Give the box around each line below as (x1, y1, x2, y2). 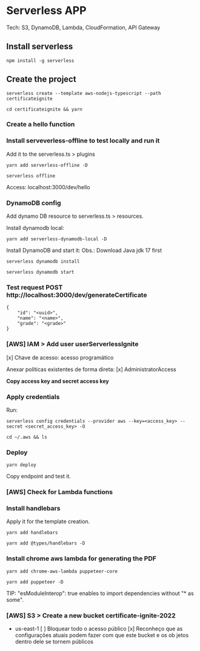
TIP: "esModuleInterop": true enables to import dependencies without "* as (6, 590, 194, 597)
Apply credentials (6, 392, 60, 401)
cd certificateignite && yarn (6, 106, 83, 113)
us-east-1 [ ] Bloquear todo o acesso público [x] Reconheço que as (15, 625, 183, 633)
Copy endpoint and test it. (6, 473, 72, 480)
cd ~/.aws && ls (6, 434, 47, 440)
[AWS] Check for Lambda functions (6, 488, 113, 496)
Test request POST (6, 284, 63, 291)
